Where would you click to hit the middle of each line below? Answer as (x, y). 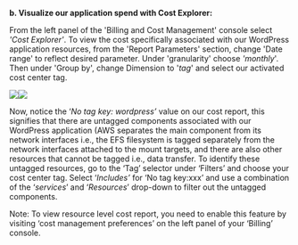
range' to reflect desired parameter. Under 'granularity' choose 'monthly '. (144, 58)
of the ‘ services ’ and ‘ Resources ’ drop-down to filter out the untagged (137, 187)
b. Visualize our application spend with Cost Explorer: (111, 13)
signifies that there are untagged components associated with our (130, 121)
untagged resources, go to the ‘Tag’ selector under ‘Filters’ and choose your (149, 168)
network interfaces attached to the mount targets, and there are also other (146, 149)
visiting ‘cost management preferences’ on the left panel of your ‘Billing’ (141, 223)
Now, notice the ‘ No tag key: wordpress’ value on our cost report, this (137, 111)
